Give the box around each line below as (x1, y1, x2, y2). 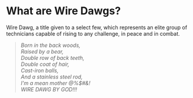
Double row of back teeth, (20, 54, 85, 61)
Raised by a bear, (20, 48, 64, 55)
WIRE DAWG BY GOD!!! (20, 86, 78, 93)
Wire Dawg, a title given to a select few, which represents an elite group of (6, 24, 188, 31)
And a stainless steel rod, (20, 73, 83, 80)
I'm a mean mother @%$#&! (20, 79, 91, 87)
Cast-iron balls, (20, 67, 59, 74)
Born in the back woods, (20, 42, 81, 49)
